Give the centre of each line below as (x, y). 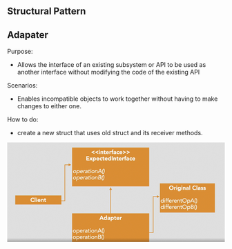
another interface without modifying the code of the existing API (108, 72)
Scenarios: (22, 86)
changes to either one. (49, 106)
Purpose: (20, 52)
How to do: (23, 119)
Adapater (28, 35)
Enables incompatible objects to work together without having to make (117, 99)
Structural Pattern (47, 11)
